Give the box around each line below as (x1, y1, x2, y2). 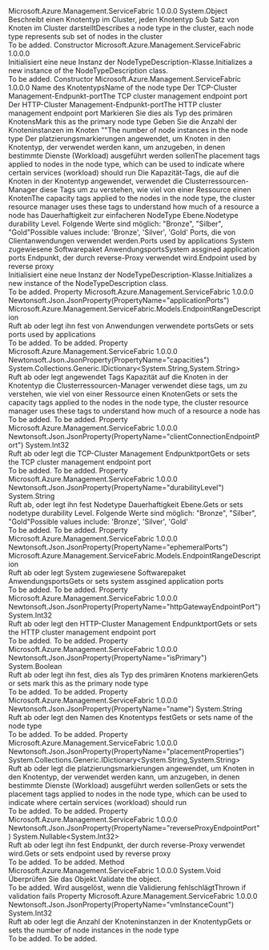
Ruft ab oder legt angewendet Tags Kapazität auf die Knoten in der (8, 372, 228, 381)
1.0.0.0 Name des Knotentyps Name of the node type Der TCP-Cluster (8, 83, 238, 92)
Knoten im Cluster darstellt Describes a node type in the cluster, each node (8, 23, 255, 33)
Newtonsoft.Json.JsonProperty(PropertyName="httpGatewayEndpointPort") (8, 602, 261, 611)
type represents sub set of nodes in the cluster (8, 32, 163, 41)
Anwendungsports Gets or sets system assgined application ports (8, 577, 224, 586)
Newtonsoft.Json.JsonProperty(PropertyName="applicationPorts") (8, 296, 230, 305)
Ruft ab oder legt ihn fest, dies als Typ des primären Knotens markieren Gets (8, 670, 259, 679)
